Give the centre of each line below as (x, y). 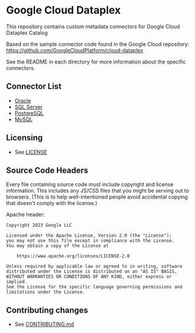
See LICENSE (31, 152)
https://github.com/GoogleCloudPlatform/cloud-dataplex (75, 50)
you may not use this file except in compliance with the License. (90, 241)
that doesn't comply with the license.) (52, 203)
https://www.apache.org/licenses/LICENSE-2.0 (73, 256)
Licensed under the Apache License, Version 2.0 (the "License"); (89, 236)
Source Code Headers (47, 170)
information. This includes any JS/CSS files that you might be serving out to (98, 191)
